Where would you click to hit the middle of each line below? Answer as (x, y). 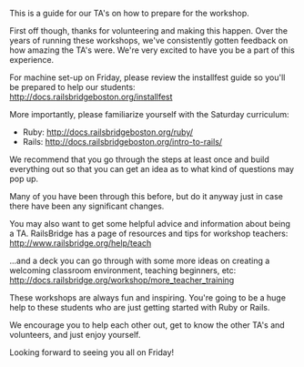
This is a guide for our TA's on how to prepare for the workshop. (130, 13)
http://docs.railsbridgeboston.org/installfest (91, 97)
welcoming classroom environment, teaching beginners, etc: (123, 270)
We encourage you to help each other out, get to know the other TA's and (147, 325)
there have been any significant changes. (87, 206)
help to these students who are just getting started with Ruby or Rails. (140, 307)
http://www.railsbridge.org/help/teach (81, 243)
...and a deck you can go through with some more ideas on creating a (140, 260)
